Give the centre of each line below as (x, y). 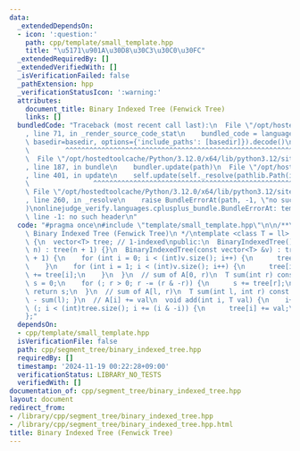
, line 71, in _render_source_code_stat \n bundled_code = (141, 134)
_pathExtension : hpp (55, 84)
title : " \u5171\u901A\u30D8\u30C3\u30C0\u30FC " (115, 51)
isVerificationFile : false (67, 341)
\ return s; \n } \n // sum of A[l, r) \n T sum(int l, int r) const (158, 291)
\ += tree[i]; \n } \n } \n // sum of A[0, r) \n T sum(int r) (150, 275)
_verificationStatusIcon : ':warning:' (90, 92)
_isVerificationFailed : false (73, 76)
